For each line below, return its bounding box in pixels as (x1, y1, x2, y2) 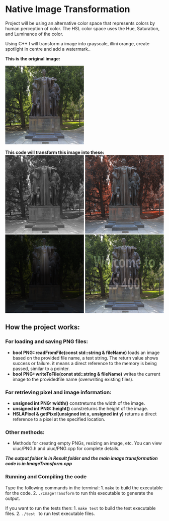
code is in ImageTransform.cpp (5, 461, 72, 467)
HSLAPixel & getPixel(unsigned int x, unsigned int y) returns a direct (12, 411, 157, 417)
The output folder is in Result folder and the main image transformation (5, 455, 158, 461)
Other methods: (5, 428, 45, 436)
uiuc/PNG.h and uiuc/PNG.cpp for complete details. (12, 446, 120, 452)
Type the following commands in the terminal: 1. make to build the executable (5, 484, 163, 491)
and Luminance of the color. (5, 31, 64, 37)
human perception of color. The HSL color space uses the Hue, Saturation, (5, 25, 160, 31)
